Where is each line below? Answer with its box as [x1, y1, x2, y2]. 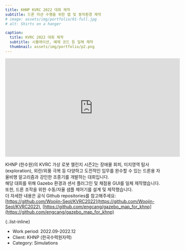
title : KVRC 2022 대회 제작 [9, 35, 64, 40]
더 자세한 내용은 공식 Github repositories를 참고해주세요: [5, 192, 116, 198]
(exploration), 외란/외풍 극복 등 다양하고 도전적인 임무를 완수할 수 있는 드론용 [5, 167, 156, 173]
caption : [5, 30, 23, 35]
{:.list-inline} [5, 218, 30, 224]
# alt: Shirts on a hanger [5, 21, 61, 26]
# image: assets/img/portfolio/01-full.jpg [5, 16, 97, 21]
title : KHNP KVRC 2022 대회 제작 [5, 7, 71, 12]
